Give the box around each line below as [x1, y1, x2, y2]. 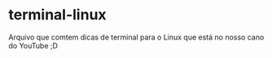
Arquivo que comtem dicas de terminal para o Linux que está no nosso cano [8, 32, 265, 42]
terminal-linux [8, 6, 107, 24]
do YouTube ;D [8, 40, 59, 50]
